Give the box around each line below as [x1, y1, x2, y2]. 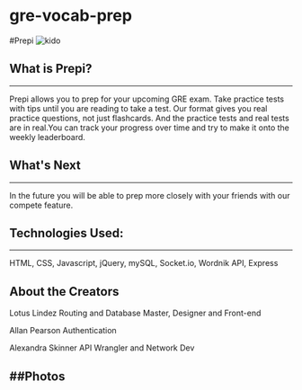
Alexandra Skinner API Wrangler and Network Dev [9, 342, 195, 353]
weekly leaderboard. [9, 131, 85, 142]
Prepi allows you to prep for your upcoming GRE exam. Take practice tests [9, 93, 285, 104]
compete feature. [9, 199, 74, 210]
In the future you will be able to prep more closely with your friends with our [9, 190, 290, 200]
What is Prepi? [9, 61, 93, 76]
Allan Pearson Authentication [9, 325, 117, 336]
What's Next [9, 158, 81, 173]
